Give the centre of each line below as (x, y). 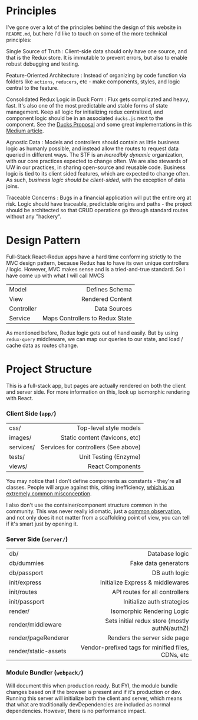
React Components (114, 466)
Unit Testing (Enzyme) (110, 457)
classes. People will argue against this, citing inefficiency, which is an (90, 487)
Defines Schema (109, 289)
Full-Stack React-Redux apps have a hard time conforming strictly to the (94, 257)
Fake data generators (159, 563)
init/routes (23, 592)
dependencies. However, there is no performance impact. (76, 711)
